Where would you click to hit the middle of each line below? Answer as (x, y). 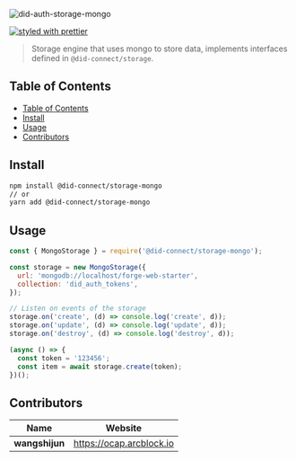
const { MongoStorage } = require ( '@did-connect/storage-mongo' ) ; (136, 252)
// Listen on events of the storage (78, 309)
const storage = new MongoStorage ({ (78, 267)
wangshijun (39, 443)
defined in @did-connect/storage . (92, 58)
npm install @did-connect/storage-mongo (86, 186)
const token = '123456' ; (64, 358)
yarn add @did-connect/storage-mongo (80, 202)
